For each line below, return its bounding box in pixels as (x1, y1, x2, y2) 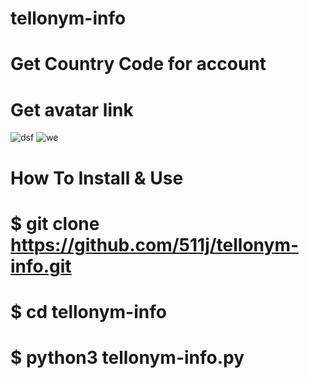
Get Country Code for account (10, 53, 267, 76)
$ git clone (10, 212, 100, 235)
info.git (10, 255, 72, 277)
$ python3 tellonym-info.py (10, 347, 245, 369)
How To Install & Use (10, 167, 184, 189)
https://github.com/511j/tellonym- (10, 233, 300, 256)
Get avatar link (10, 98, 134, 121)
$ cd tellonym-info (10, 300, 167, 323)
